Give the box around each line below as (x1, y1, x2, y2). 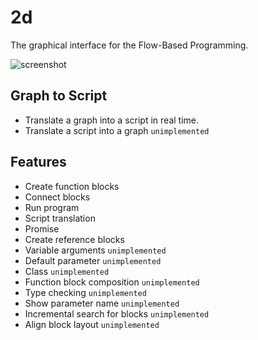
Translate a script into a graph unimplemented (24, 124, 210, 136)
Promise (24, 222, 60, 235)
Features (10, 154, 67, 171)
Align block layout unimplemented (24, 318, 160, 330)
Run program (24, 201, 80, 213)
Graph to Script (10, 87, 108, 105)
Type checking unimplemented (24, 286, 147, 298)
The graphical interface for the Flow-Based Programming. (10, 39, 249, 51)
